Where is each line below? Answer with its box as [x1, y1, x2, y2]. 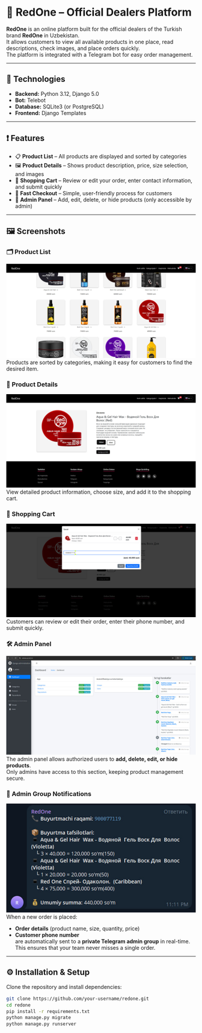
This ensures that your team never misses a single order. [14, 944, 156, 951]
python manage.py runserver [6, 1021, 77, 1027]
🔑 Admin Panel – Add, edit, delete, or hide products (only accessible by [14, 196, 192, 203]
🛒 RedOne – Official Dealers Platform [6, 5, 192, 19]
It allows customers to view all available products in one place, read [6, 38, 174, 45]
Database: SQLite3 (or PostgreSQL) [14, 102, 104, 110]
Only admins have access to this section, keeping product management [6, 768, 183, 776]
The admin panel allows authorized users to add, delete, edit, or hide [6, 756, 178, 763]
